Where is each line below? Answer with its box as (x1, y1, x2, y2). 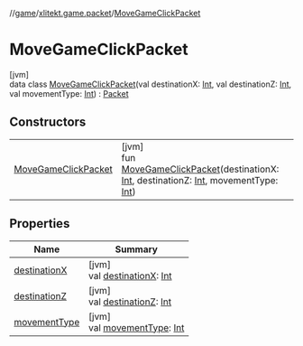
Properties (9, 216, 70, 231)
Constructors (9, 115, 87, 130)
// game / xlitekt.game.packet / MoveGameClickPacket (9, 8, 201, 18)
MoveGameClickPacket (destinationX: (121, 163, 280, 175)
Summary (115, 243, 158, 256)
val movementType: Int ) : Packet (9, 88, 129, 98)
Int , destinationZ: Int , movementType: (121, 173, 279, 186)
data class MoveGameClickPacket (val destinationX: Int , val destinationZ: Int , (9, 79, 292, 89)
